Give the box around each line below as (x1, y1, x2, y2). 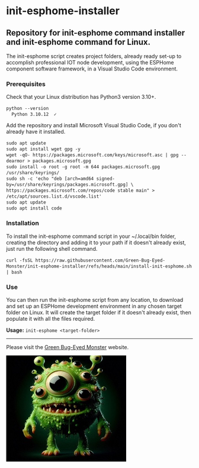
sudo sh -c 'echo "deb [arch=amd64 (6, 176, 94, 182)
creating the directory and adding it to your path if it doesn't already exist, (6, 238, 187, 246)
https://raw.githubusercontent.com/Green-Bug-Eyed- (35, 257, 166, 263)
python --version (6, 105, 49, 112)
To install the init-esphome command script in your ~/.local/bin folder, (6, 233, 176, 240)
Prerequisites (6, 80, 46, 88)
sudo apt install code (6, 205, 62, 211)
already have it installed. (6, 128, 66, 135)
